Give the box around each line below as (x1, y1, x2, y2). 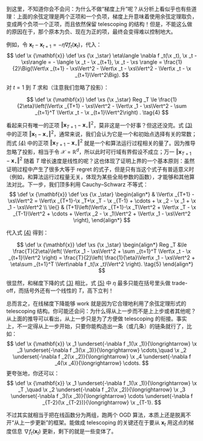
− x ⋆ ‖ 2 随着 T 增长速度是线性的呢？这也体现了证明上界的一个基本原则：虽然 (6, 156, 195, 166)
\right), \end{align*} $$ (73, 217, 131, 224)
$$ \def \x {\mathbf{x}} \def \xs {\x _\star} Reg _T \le (26, 96, 158, 103)
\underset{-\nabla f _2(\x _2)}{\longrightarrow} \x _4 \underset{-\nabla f (12, 353, 191, 360)
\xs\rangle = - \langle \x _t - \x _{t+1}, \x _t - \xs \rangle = (21, 58, 162, 66)
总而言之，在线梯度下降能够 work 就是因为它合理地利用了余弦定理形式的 (6, 300, 187, 308)
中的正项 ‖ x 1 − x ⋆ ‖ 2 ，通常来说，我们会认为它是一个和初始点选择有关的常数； (6, 129, 198, 139)
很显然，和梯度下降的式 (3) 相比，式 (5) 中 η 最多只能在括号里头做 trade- (6, 280, 188, 287)
